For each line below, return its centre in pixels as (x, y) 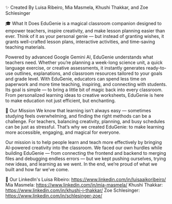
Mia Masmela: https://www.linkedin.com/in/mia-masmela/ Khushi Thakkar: (84, 185)
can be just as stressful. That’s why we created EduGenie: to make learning (85, 127)
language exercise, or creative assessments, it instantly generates (75, 68)
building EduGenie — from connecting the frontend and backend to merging (86, 153)
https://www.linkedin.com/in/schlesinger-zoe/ (54, 196)
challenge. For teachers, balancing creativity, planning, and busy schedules (85, 121)
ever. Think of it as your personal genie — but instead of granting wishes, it (85, 36)
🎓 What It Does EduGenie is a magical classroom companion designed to (83, 23)
